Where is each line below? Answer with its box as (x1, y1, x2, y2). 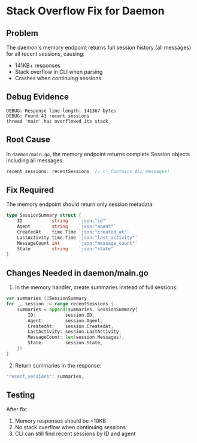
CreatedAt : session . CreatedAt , (28, 323, 114, 329)
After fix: (6, 406, 28, 413)
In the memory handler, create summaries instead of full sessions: (14, 284, 178, 291)
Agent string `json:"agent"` (17, 223, 117, 230)
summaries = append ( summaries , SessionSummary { (17, 307, 138, 312)
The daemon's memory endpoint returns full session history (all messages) (6, 44, 192, 51)
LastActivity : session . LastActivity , (28, 329, 122, 335)
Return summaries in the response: (14, 362, 102, 369)
